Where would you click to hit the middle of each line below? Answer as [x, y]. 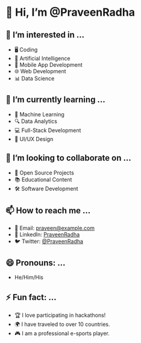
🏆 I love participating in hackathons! [60, 315]
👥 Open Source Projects [44, 173]
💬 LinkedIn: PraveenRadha [47, 235]
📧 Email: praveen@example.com [54, 228]
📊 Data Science [34, 78]
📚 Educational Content [43, 179]
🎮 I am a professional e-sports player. [62, 333]
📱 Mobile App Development [48, 65]
